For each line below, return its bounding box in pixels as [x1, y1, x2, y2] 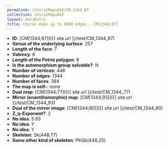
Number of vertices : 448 [12, 68, 65, 74]
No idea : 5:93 [12, 116, 41, 122]
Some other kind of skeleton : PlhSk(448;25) [12, 137, 106, 143]
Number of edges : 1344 [12, 73, 63, 79]
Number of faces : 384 [12, 78, 59, 84]
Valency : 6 [12, 52, 36, 58]
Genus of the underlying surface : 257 [12, 41, 93, 47]
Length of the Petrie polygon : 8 [12, 57, 79, 63]
